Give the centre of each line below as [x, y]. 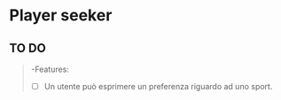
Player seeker [61, 15]
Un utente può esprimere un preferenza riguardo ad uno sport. [158, 86]
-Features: [50, 69]
